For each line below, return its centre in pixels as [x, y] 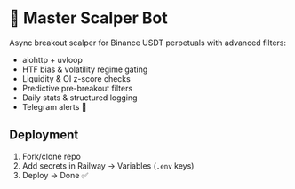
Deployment [44, 135]
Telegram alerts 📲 [54, 106]
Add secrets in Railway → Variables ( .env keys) [108, 165]
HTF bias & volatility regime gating [85, 69]
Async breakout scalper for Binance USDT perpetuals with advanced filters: [148, 43]
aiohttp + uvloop [52, 59]
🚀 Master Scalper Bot [88, 18]
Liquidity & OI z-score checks [76, 78]
